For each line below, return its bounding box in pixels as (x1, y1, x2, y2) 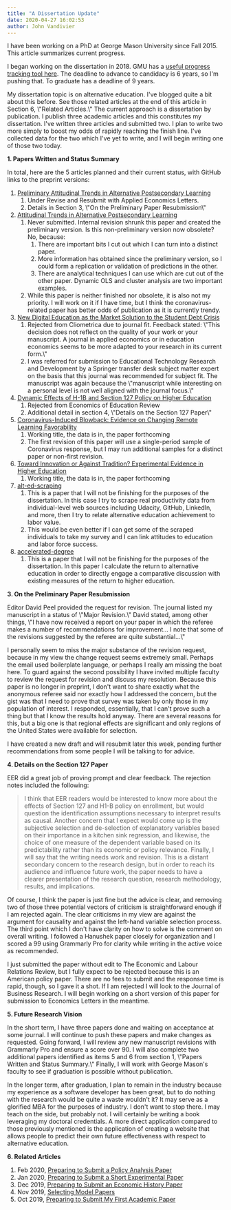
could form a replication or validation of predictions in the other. (37, 262, 219, 271)
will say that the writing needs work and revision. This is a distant (23, 853, 209, 862)
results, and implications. (23, 882, 95, 890)
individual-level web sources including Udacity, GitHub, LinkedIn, (27, 503, 212, 512)
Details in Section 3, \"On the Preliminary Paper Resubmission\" (27, 204, 206, 212)
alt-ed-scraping (16, 481, 62, 490)
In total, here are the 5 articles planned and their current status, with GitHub (7, 168, 221, 176)
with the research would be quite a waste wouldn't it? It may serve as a (7, 1096, 208, 1104)
